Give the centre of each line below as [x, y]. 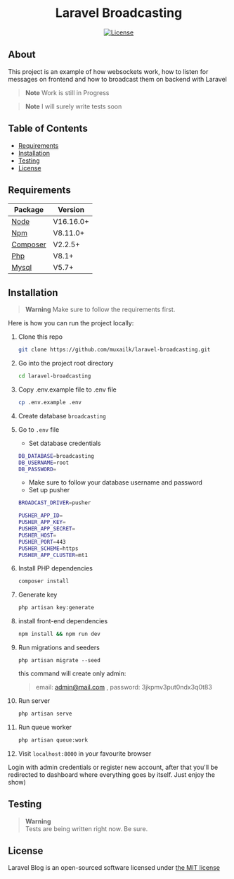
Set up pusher [49, 490]
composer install [44, 581]
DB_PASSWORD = [37, 469]
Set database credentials [65, 443]
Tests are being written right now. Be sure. [86, 828]
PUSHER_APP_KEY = [42, 523]
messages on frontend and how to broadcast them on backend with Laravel [117, 79]
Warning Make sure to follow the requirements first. [100, 310]
